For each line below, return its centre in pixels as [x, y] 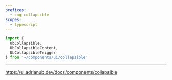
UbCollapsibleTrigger [33, 53]
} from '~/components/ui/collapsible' [47, 57]
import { [15, 38]
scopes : [14, 19]
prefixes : [16, 10]
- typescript [24, 24]
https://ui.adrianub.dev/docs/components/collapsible [61, 72]
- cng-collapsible [30, 15]
